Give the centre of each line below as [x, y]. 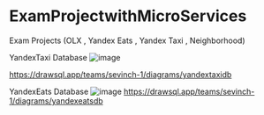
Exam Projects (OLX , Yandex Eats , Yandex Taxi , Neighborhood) [127, 40]
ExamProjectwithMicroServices [128, 16]
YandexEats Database [49, 91]
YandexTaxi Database [49, 57]
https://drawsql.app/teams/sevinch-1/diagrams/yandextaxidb [121, 74]
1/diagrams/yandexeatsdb [56, 101]
